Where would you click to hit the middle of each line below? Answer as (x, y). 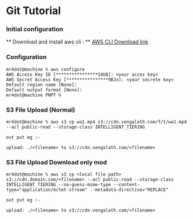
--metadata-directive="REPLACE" (129, 190)
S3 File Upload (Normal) (41, 110)
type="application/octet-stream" (47, 190)
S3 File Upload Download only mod (56, 162)
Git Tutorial (34, 11)
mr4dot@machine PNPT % (34, 95)
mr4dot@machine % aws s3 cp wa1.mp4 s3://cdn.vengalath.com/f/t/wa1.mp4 (96, 122)
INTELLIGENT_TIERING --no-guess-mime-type (58, 185)
